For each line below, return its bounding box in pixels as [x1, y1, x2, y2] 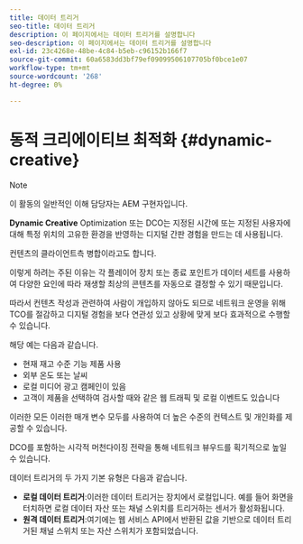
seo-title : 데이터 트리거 [9, 22, 96, 31]
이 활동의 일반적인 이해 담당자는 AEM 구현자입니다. [9, 198, 188, 208]
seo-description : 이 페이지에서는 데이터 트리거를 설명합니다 [9, 38, 212, 48]
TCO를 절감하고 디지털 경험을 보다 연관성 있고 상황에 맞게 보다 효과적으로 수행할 [9, 309, 290, 319]
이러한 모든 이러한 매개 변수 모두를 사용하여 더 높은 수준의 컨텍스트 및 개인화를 [9, 411, 284, 422]
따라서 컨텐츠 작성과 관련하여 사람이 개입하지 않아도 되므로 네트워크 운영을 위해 [9, 297, 287, 308]
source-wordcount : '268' [9, 72, 103, 81]
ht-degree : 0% [9, 80, 63, 89]
